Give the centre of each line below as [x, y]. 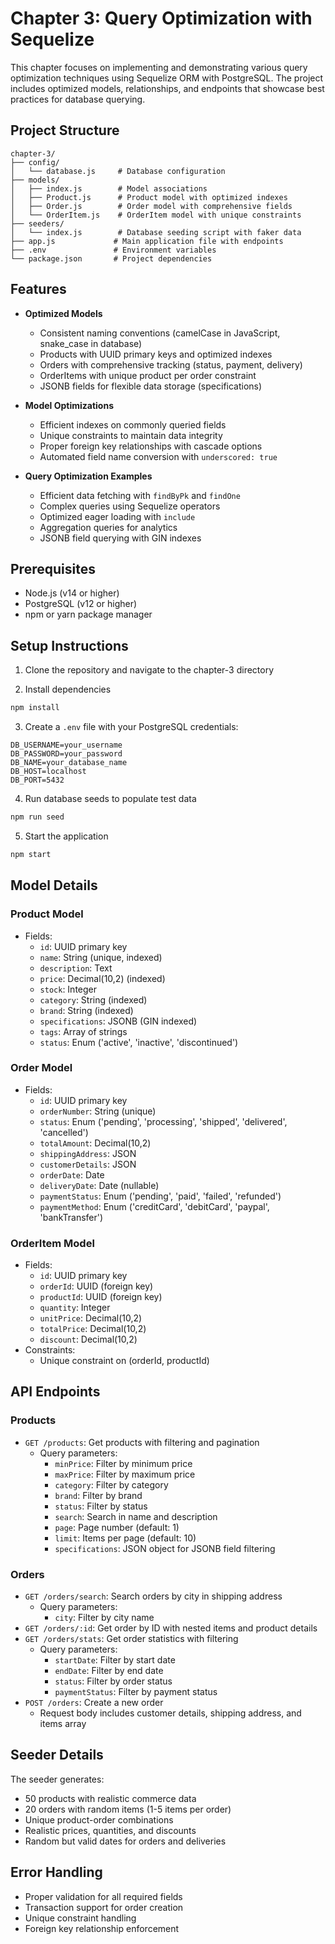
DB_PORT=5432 [37, 780]
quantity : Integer [75, 1308]
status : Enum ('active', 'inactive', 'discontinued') [139, 1042]
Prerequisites [53, 568]
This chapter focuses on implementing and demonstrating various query [159, 67]
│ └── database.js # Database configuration [118, 171]
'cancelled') [64, 1132]
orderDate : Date [72, 1174]
